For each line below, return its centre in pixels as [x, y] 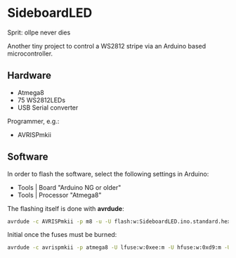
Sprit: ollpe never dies [39, 32]
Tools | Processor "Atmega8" [59, 195]
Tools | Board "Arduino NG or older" [69, 187]
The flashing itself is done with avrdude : [66, 208]
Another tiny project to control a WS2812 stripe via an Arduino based [106, 46]
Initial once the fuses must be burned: [62, 235]
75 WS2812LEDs [41, 100]
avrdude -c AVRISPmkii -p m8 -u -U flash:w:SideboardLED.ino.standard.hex [119, 221]
